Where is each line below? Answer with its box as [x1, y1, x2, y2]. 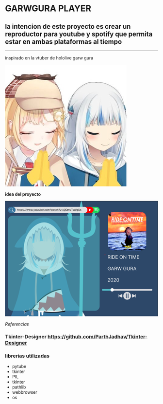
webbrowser [12, 389, 37, 395]
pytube [12, 363, 27, 369]
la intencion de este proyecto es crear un [5, 22, 131, 31]
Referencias [5, 321, 29, 327]
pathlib [12, 384, 26, 390]
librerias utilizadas [5, 352, 50, 359]
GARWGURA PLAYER [5, 3, 91, 14]
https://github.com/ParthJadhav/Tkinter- [48, 333, 148, 340]
